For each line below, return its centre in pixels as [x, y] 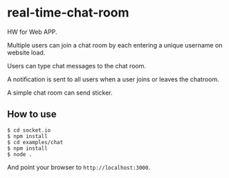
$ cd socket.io [29, 130]
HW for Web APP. [32, 32]
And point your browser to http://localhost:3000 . [79, 167]
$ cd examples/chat [35, 142]
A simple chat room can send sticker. [60, 92]
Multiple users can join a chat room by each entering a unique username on [115, 45]
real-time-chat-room [68, 13]
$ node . [20, 154]
